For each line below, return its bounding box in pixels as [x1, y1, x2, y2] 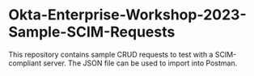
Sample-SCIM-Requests [8, 23, 176, 41]
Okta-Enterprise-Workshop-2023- [8, 6, 247, 24]
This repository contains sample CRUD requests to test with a [8, 49, 214, 59]
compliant [8, 58, 42, 68]
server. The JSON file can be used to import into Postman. [43, 58, 238, 68]
